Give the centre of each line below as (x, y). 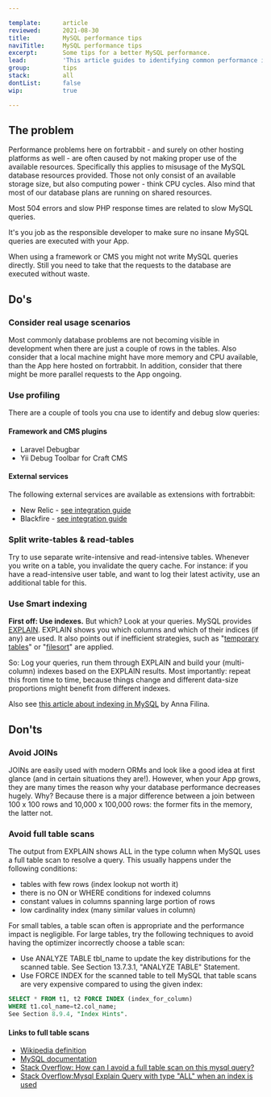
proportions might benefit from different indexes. (90, 688)
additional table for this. (48, 583)
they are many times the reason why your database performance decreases (134, 787)
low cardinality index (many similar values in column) (108, 910)
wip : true (43, 90)
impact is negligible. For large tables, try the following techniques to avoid (131, 935)
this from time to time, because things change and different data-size (123, 680)
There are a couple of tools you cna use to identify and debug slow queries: (134, 413)
